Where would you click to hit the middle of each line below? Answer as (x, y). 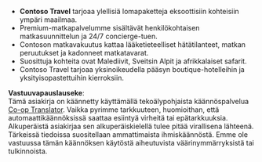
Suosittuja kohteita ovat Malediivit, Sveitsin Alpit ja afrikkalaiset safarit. (133, 61)
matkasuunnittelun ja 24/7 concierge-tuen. (89, 36)
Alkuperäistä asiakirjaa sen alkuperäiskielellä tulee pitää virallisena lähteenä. (131, 126)
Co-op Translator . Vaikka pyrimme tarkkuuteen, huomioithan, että (114, 110)
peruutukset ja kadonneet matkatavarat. (84, 53)
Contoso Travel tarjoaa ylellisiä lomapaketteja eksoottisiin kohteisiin (129, 11)
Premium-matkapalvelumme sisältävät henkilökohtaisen (109, 28)
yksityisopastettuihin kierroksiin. (71, 78)
